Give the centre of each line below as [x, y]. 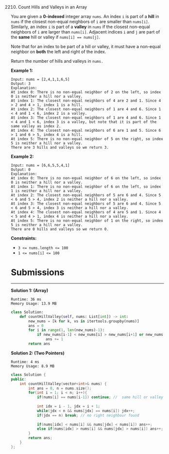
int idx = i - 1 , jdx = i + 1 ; [68, 406]
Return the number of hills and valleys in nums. [57, 61]
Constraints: [24, 238]
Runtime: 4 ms [25, 362]
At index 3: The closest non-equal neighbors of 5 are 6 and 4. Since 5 [86, 204]
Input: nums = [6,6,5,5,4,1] [40, 165]
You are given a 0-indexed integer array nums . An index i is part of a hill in [85, 16]
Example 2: [22, 157]
